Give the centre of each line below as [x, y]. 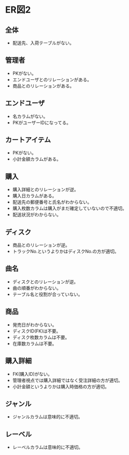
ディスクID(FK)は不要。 [37, 331]
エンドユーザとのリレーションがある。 [52, 79]
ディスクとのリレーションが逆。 [45, 282]
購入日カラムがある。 [34, 196]
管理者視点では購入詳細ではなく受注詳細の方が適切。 [68, 380]
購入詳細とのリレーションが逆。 [45, 190]
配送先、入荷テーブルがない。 [43, 43]
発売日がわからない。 [34, 324]
